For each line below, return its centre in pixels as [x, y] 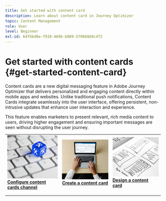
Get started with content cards [69, 62]
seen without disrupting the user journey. [47, 127]
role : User [16, 26]
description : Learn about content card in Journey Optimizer [69, 16]
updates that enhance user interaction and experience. [80, 107]
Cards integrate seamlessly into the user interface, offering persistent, [77, 102]
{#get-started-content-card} [66, 72]
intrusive [14, 107]
